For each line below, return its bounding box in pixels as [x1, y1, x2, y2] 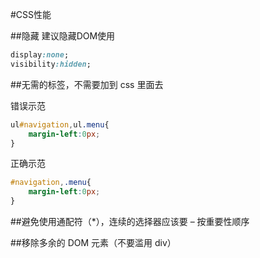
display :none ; [10, 50, 70, 60]
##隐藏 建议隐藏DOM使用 [10, 30, 116, 42]
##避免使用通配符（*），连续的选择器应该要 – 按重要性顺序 [10, 216, 250, 227]
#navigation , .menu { [10, 178, 92, 188]
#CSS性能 [10, 9, 52, 20]
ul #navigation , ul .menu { [10, 119, 110, 130]
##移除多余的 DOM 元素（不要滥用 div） [10, 237, 177, 248]
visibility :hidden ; [10, 59, 92, 69]
